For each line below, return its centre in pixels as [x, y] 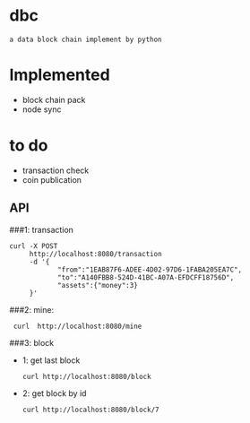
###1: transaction [42, 229]
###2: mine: [32, 309]
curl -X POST [34, 246]
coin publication [52, 179]
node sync [42, 109]
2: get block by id [54, 393]
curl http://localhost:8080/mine [78, 326]
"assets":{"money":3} [98, 285]
